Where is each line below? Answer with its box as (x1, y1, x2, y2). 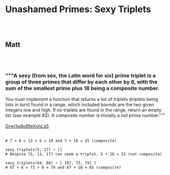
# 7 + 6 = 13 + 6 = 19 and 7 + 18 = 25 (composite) (5, 138, 117, 144)
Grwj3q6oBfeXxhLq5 (5, 123, 49, 129)
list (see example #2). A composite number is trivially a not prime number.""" (5, 113, 165, 119)
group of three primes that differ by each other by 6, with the (5, 78, 158, 85)
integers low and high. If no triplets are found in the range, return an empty (5, 107, 161, 113)
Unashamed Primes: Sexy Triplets (5, 4, 151, 15)
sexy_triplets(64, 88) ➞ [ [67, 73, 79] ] (5, 161, 96, 166)
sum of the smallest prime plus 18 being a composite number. (5, 85, 160, 92)
